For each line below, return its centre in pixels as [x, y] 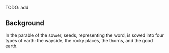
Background [25, 23]
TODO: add [17, 7]
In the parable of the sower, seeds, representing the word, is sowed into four [85, 35]
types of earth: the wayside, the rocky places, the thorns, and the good [79, 40]
